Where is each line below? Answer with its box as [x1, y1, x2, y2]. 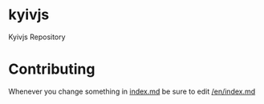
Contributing [8, 60, 95, 78]
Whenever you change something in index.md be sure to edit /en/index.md [8, 86, 256, 96]
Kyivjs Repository [8, 32, 66, 42]
